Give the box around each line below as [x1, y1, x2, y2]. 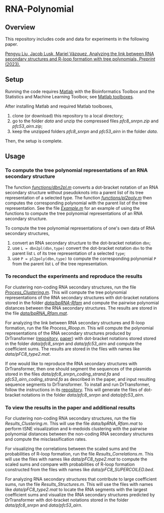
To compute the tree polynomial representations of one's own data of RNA [5, 225, 155, 231]
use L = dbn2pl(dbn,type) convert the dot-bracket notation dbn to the [12, 245, 153, 251]
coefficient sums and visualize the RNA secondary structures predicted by [5, 492, 155, 498]
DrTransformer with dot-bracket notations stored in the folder [5, 497, 129, 503]
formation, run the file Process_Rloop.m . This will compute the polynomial [5, 325, 154, 331]
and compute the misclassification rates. [5, 436, 87, 442]
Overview [5, 23, 36, 31]
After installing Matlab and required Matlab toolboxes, [5, 103, 114, 109]
